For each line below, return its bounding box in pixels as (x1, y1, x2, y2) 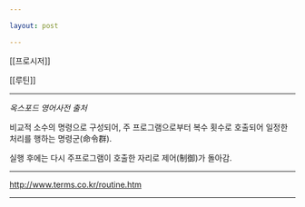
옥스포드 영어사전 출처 (9, 102, 88, 113)
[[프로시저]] (9, 55, 51, 66)
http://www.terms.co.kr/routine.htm (9, 179, 143, 190)
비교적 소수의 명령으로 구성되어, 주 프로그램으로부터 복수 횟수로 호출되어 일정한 (9, 122, 289, 133)
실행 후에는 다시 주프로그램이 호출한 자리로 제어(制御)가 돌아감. (9, 152, 232, 163)
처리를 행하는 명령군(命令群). (9, 133, 113, 143)
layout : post (9, 21, 59, 30)
